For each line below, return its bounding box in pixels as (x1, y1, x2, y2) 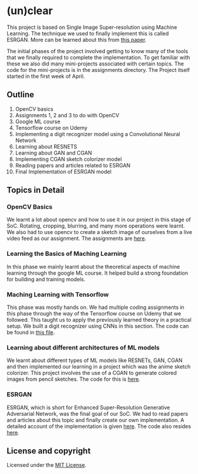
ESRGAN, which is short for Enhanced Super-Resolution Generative (6, 404, 170, 411)
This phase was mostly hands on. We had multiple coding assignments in (6, 304, 184, 311)
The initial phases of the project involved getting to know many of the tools (6, 47, 188, 54)
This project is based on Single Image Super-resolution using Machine (6, 24, 177, 31)
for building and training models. (6, 275, 86, 282)
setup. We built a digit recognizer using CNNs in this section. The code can (6, 322, 189, 330)
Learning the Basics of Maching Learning (6, 249, 127, 258)
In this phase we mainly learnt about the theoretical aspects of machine (6, 263, 180, 270)
